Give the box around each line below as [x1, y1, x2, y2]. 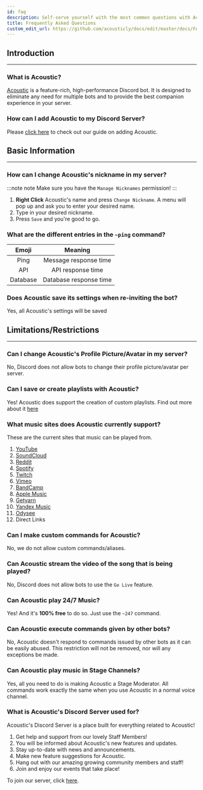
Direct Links [15, 516, 46, 523]
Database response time [42, 275, 112, 284]
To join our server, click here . [7, 777, 79, 784]
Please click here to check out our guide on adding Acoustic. [7, 128, 158, 136]
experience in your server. [7, 99, 72, 107]
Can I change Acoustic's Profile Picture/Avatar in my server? [7, 350, 188, 359]
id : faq [7, 8, 27, 15]
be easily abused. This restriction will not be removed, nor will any [7, 645, 171, 652]
